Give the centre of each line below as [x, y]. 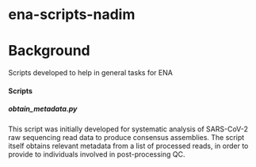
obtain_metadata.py [43, 109]
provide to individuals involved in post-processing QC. [97, 154]
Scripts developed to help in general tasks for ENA [90, 73]
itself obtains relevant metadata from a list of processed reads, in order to [128, 146]
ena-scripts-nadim [72, 15]
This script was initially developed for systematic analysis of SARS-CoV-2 [128, 129]
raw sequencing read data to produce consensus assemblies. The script [126, 137]
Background [49, 51]
